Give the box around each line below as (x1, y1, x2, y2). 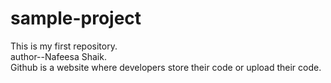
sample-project (10, 7, 142, 30)
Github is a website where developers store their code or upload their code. (10, 61, 322, 73)
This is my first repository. (10, 40, 118, 52)
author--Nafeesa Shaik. (10, 50, 107, 62)
